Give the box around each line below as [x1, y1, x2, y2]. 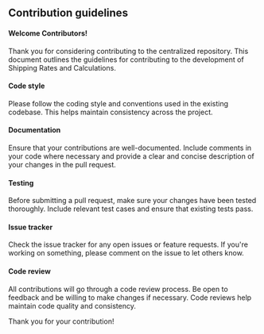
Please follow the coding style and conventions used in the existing [8, 98, 229, 108]
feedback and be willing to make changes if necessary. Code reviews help [8, 293, 252, 302]
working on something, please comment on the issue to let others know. [8, 248, 244, 258]
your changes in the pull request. [8, 160, 117, 169]
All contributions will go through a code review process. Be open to [8, 284, 228, 294]
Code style [8, 81, 45, 90]
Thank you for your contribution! [8, 317, 115, 326]
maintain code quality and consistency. [8, 301, 137, 310]
